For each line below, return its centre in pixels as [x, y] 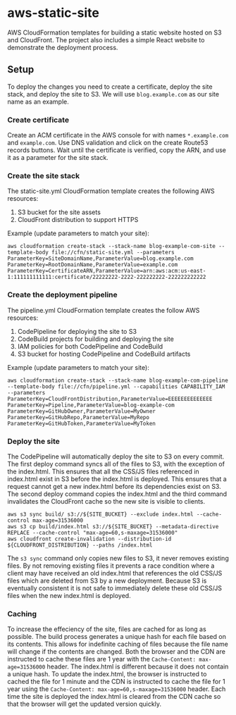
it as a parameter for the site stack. [58, 158]
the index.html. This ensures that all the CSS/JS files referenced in [103, 471]
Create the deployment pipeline [62, 295]
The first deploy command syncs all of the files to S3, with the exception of [116, 464]
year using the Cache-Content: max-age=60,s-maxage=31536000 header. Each [117, 689]
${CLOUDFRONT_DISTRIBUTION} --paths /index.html [80, 545]
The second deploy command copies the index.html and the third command [117, 494]
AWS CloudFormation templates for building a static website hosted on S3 [114, 32]
